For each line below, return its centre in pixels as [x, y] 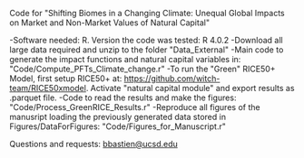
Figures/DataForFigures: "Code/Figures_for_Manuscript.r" [118, 126]
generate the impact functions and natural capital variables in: [125, 59]
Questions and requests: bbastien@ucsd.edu [94, 144]
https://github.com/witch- [172, 79]
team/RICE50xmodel [48, 88]
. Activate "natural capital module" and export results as [190, 88]
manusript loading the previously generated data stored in [118, 117]
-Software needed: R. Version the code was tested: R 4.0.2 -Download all [146, 40]
